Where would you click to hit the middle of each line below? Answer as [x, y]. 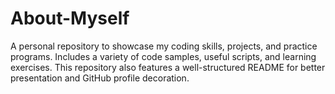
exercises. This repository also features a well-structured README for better [168, 67]
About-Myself [70, 18]
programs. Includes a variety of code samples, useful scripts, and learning [163, 56]
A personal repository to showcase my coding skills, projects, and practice [164, 46]
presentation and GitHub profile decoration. [100, 78]
